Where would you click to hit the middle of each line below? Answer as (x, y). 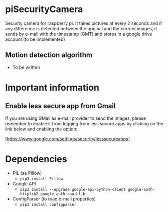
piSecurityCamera (44, 9)
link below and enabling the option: (41, 129)
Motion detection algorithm (49, 55)
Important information (52, 87)
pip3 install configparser (48, 204)
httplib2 (29, 194)
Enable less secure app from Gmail (60, 106)
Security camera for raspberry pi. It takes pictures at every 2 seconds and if (83, 23)
